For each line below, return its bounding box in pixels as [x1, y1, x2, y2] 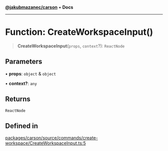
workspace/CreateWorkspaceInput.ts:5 [5, 140, 86, 146]
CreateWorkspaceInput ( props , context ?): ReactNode [17, 42, 125, 49]
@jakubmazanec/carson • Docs [5, 4, 73, 10]
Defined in [5, 121, 38, 130]
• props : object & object [5, 70, 56, 76]
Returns [5, 95, 31, 103]
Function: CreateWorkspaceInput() [5, 26, 153, 38]
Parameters [5, 57, 42, 66]
